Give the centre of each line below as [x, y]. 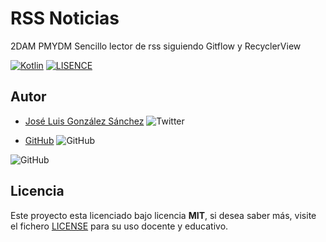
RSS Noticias [65, 18]
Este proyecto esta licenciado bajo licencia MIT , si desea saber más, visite [163, 215]
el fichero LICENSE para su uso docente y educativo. [119, 226]
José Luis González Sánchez [84, 121]
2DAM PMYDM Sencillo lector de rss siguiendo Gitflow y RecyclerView [156, 46]
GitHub [39, 140]
